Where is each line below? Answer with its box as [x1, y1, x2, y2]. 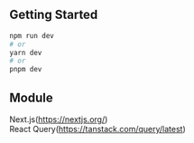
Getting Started [9, 7, 98, 23]
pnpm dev [9, 65, 42, 74]
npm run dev [9, 31, 54, 40]
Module [9, 90, 53, 105]
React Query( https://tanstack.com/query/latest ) [9, 124, 187, 134]
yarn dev [9, 48, 42, 57]
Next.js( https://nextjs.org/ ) [9, 114, 108, 125]
